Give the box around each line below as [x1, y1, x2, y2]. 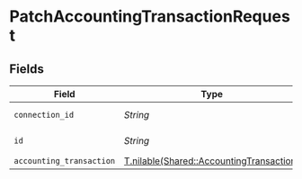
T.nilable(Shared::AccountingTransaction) [124, 155, 300, 167]
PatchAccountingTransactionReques [9, 6, 290, 27]
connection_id [13, 110, 75, 120]
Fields [9, 61, 45, 76]
